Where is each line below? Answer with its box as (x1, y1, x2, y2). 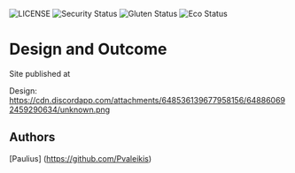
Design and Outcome (9, 40, 167, 59)
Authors (9, 130, 56, 145)
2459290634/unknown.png (9, 104, 111, 115)
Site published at (9, 68, 71, 79)
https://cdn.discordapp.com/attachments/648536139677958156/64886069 (9, 94, 286, 105)
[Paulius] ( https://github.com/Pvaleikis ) (9, 153, 152, 163)
